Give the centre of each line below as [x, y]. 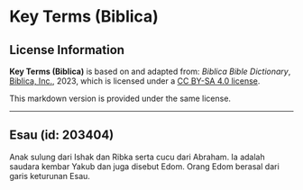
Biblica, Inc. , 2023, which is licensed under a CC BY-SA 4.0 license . [135, 81]
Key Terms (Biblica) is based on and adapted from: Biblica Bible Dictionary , [150, 71]
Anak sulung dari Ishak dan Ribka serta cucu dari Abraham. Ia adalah [137, 157]
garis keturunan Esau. [50, 176]
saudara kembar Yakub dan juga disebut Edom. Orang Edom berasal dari [144, 166]
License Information [67, 50]
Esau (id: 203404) [62, 136]
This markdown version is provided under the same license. [120, 98]
